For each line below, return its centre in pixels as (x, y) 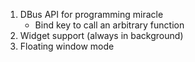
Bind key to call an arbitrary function (109, 25)
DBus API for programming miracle (91, 14)
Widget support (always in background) (101, 35)
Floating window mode (67, 46)
